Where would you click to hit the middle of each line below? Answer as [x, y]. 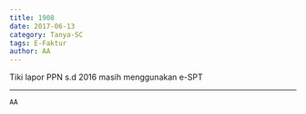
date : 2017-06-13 [42, 26]
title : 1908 [32, 18]
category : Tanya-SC [46, 34]
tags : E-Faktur [38, 43]
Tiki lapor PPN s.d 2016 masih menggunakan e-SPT [106, 77]
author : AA [30, 52]
